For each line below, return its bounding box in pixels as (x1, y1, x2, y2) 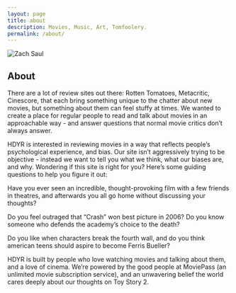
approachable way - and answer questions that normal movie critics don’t (7, 119, 223, 127)
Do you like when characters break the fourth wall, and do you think (7, 234, 206, 243)
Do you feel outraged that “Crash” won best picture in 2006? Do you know (7, 213, 225, 222)
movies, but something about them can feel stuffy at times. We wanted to (7, 104, 221, 113)
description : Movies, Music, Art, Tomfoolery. (7, 23, 147, 30)
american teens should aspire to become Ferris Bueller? (7, 241, 170, 250)
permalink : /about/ (7, 30, 65, 38)
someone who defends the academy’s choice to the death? (7, 220, 180, 229)
